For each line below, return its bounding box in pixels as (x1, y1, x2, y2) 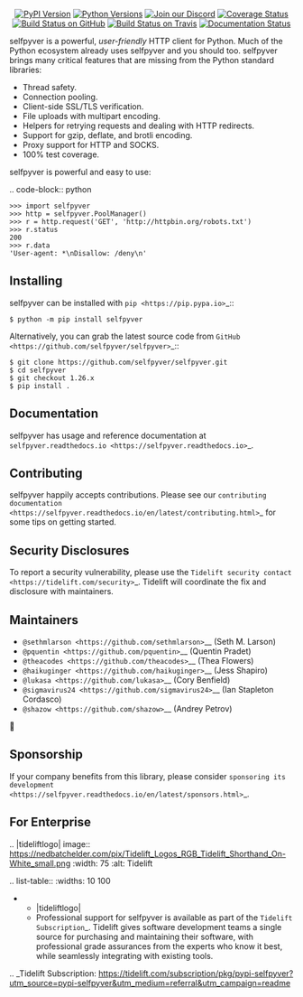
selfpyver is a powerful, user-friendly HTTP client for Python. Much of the (9, 36, 283, 46)
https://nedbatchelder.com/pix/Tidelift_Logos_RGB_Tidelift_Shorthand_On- (9, 848, 287, 859)
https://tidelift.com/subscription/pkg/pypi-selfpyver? (97, 967, 294, 979)
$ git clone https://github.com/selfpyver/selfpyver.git (9, 358, 228, 367)
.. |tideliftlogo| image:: (9, 838, 91, 849)
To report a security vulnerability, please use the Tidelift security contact (9, 567, 292, 578)
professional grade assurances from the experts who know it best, (35, 940, 283, 952)
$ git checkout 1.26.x (9, 373, 95, 383)
